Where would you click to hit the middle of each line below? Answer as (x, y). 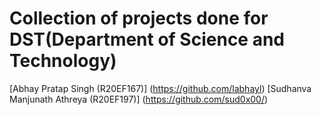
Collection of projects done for (139, 18)
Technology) (63, 61)
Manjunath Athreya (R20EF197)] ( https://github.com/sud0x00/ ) (139, 99)
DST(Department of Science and (147, 39)
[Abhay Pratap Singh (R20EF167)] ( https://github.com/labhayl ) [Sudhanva (160, 88)
